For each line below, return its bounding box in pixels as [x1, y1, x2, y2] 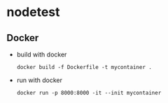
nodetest [6, 4, 60, 20]
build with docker [16, 50, 67, 58]
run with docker [16, 76, 62, 84]
